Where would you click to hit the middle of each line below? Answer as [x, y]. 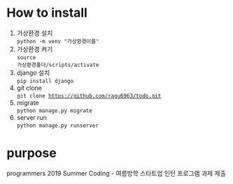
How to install [47, 13]
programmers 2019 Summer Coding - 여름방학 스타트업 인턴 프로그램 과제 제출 [116, 173]
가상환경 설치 [35, 33]
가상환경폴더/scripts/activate [58, 65]
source [26, 57]
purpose [31, 153]
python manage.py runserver [57, 125]
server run [31, 117]
